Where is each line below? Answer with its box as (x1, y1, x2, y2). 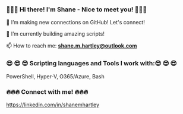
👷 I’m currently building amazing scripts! (6, 30, 105, 37)
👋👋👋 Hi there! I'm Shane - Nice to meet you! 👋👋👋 (6, 5, 147, 14)
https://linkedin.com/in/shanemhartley (6, 101, 100, 108)
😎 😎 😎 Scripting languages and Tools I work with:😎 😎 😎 (6, 59, 177, 68)
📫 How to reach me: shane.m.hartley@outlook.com (6, 42, 137, 49)
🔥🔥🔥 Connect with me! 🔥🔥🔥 (6, 87, 89, 96)
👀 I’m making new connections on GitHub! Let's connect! (6, 19, 146, 26)
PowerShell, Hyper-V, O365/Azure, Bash (6, 72, 105, 80)
